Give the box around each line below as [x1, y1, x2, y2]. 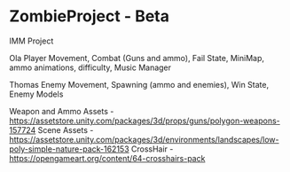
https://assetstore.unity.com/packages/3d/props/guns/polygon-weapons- [9, 115, 281, 126]
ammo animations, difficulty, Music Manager [9, 62, 171, 73]
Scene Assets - [37, 124, 94, 135]
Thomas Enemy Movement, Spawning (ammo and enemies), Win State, [9, 79, 269, 90]
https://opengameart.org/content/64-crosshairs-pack [9, 152, 206, 163]
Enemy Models [9, 89, 64, 99]
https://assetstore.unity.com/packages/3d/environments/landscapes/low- [9, 134, 279, 145]
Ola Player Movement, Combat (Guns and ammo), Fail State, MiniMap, [9, 52, 264, 63]
